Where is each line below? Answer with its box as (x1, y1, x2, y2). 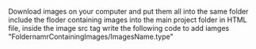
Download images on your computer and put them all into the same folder (8, 7, 249, 16)
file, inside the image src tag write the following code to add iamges (8, 24, 230, 32)
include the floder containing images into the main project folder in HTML (8, 15, 247, 24)
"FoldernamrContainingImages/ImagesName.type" (8, 32, 174, 41)
